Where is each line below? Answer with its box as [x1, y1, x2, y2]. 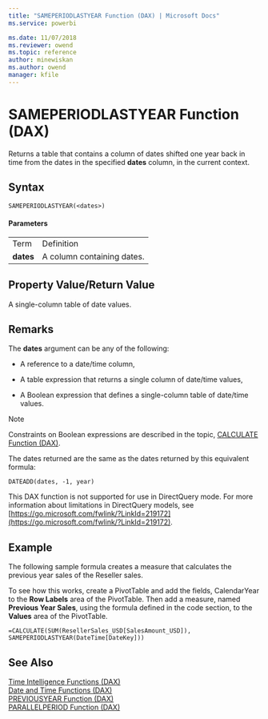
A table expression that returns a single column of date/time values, [19, 375, 243, 384]
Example [8, 540, 53, 554]
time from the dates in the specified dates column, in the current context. [8, 157, 250, 167]
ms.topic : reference [8, 49, 78, 57]
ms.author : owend [8, 63, 66, 72]
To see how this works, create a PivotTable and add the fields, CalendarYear [8, 586, 260, 596]
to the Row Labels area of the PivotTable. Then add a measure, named [8, 594, 241, 605]
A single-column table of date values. [8, 299, 132, 309]
